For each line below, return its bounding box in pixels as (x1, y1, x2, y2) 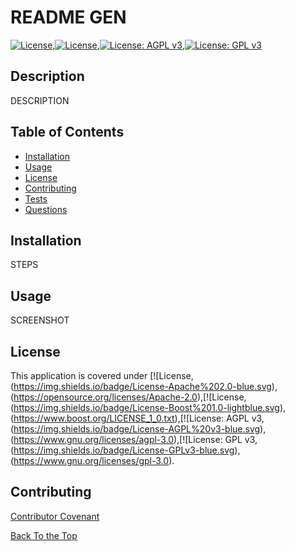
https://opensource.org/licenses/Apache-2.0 (13, 391, 198, 403)
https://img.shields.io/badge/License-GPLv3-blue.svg (13, 444, 235, 456)
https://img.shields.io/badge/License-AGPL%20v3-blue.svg (13, 423, 261, 435)
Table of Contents (10, 124, 125, 141)
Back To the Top (10, 529, 78, 541)
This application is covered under (10, 370, 148, 381)
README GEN (10, 6, 127, 29)
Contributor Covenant (10, 510, 100, 522)
